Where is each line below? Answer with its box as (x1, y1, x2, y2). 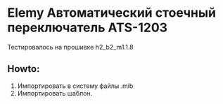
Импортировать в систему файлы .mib (17, 82, 134, 90)
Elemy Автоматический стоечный (7, 5, 217, 21)
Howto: (7, 63, 40, 75)
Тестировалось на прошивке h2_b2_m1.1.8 (7, 43, 134, 51)
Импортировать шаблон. (17, 89, 93, 97)
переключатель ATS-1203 (7, 20, 167, 36)
